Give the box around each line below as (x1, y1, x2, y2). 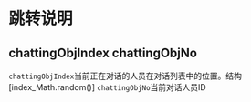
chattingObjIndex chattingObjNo (8, 45, 198, 60)
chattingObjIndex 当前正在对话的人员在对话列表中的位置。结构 (8, 70, 243, 81)
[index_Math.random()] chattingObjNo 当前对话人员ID (8, 82, 206, 92)
